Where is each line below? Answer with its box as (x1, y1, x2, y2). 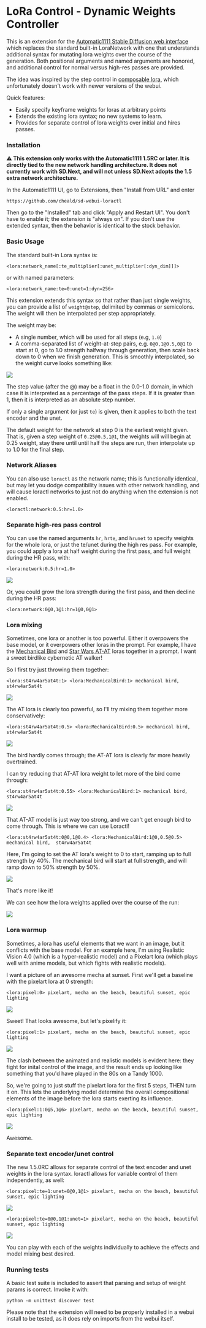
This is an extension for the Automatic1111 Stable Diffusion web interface (6, 37, 189, 45)
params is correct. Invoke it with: (6, 1286, 89, 1293)
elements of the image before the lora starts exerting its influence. (6, 1094, 174, 1102)
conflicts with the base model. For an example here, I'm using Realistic (6, 946, 185, 954)
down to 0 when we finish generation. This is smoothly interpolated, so (15, 353, 195, 360)
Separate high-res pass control (6, 520, 101, 529)
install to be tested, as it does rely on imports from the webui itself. (6, 1315, 175, 1322)
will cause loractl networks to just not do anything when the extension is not (6, 488, 199, 495)
